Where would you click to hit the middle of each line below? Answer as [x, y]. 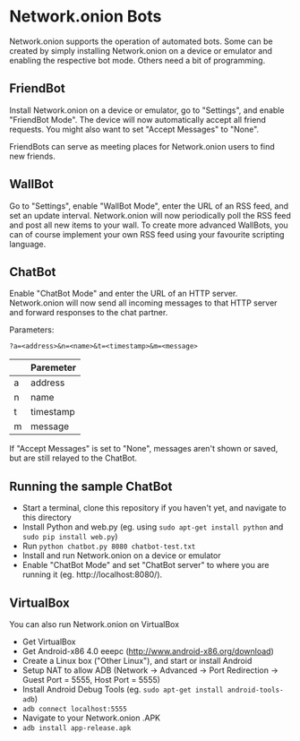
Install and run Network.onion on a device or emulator [121, 556]
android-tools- [255, 690]
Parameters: [32, 330]
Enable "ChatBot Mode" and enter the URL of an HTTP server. [124, 294]
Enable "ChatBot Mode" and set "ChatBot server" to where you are [146, 565]
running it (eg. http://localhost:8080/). [92, 574]
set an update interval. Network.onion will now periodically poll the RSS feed [150, 215]
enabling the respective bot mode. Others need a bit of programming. [137, 60]
